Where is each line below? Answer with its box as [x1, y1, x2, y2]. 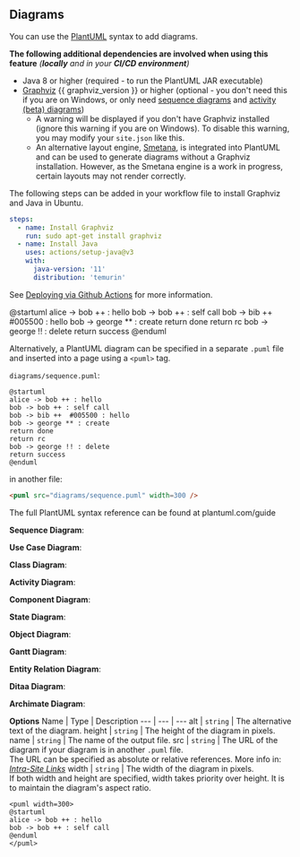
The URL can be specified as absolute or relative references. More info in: [9, 753, 282, 765]
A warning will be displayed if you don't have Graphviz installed [35, 113, 270, 124]
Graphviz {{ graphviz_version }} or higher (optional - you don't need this [21, 84, 288, 95]
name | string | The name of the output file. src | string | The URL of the [9, 734, 279, 745]
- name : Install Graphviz [17, 223, 115, 232]
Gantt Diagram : [9, 645, 67, 657]
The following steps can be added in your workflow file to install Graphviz [9, 187, 280, 198]
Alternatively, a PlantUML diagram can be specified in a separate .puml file [9, 342, 285, 353]
